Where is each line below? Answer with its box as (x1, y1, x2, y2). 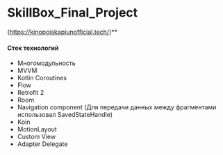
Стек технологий (7, 44, 59, 52)
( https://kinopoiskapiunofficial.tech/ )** (7, 28, 118, 36)
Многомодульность (17, 59, 76, 67)
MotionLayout (17, 125, 57, 134)
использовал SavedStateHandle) (17, 111, 113, 119)
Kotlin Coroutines (17, 74, 67, 82)
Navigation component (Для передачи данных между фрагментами (17, 103, 217, 111)
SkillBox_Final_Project (7, 5, 138, 21)
